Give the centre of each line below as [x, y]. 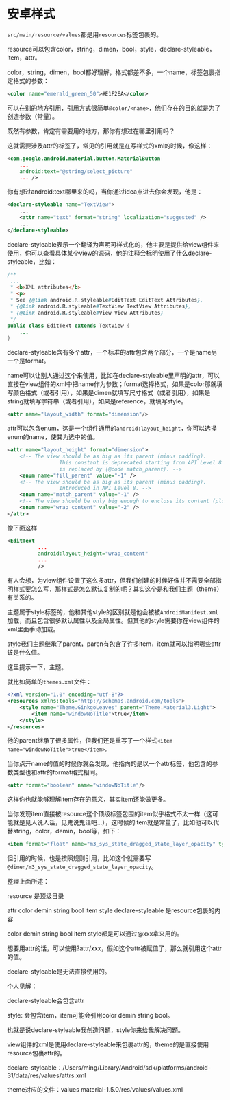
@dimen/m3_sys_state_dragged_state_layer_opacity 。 [82, 867]
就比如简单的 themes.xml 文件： [50, 682]
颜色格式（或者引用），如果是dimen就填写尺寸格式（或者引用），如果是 [112, 393]
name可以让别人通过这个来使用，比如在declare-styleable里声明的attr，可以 [114, 376]
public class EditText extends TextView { [68, 326]
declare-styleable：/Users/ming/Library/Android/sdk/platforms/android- [109, 1068]
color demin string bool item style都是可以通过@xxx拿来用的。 [95, 934]
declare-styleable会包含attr [46, 1001]
